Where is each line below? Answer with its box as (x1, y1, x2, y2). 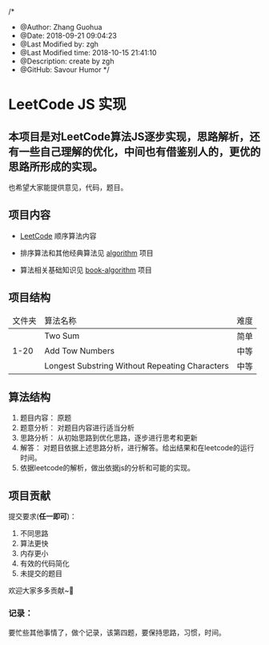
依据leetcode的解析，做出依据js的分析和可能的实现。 (19, 463, 195, 473)
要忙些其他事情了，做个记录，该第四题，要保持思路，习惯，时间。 (8, 627, 226, 637)
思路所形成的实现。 (8, 159, 103, 173)
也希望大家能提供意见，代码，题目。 (8, 183, 128, 191)
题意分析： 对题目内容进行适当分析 (19, 423, 134, 433)
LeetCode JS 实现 (8, 95, 126, 114)
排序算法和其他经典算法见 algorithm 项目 (19, 248, 154, 257)
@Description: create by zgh (19, 56, 114, 66)
